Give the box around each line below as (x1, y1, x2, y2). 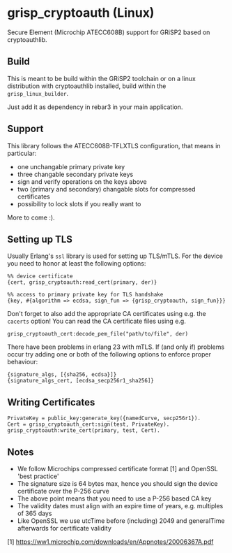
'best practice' (17, 472, 59, 480)
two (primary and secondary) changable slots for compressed (17, 185, 196, 193)
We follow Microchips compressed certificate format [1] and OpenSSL (17, 465, 218, 473)
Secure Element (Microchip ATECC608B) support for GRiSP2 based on (7, 28, 210, 36)
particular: (7, 149, 37, 157)
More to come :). (7, 213, 55, 222)
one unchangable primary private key (17, 162, 125, 171)
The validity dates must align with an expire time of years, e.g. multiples (17, 502, 224, 510)
